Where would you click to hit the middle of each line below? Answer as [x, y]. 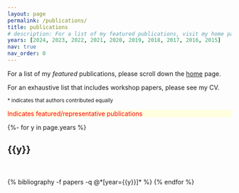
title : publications [38, 27]
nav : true [22, 47]
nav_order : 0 [27, 54]
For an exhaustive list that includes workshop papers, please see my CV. [113, 87]
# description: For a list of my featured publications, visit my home [116, 34]
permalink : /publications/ [47, 21]
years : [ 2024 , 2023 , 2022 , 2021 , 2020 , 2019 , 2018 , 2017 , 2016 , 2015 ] [114, 40]
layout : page [27, 14]
